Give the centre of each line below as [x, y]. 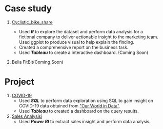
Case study [28, 9]
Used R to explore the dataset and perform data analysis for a [81, 31]
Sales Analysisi [27, 116]
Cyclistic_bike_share [32, 22]
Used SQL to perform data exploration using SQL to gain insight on [86, 101]
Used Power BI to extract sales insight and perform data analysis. [85, 121]
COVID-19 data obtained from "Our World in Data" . [70, 105]
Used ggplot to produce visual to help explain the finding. [77, 42]
